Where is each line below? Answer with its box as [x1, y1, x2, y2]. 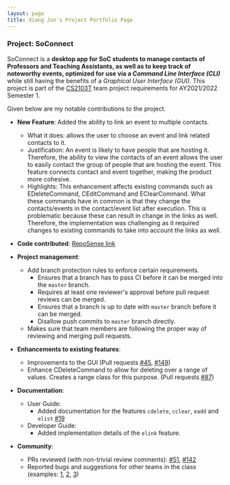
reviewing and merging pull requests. [27, 331, 132, 340]
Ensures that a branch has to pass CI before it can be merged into [37, 273, 223, 282]
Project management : [16, 252, 80, 261]
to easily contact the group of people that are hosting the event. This [27, 160, 221, 168]
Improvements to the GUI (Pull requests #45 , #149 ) [27, 358, 171, 366]
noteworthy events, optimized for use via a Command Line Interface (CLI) [7, 69, 220, 78]
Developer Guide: [27, 421, 77, 429]
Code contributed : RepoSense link [16, 239, 116, 247]
